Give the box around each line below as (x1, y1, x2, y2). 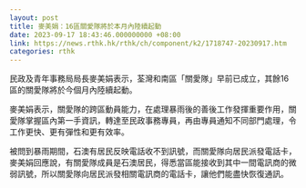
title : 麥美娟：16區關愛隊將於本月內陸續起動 (9, 22, 162, 31)
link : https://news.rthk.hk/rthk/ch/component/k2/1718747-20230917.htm (9, 38, 287, 48)
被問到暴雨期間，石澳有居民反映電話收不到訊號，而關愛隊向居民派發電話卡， (9, 146, 297, 157)
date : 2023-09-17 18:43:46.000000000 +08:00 (9, 30, 181, 39)
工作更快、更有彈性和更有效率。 (9, 126, 129, 137)
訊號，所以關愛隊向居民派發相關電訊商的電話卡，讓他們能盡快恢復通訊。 (16, 169, 289, 180)
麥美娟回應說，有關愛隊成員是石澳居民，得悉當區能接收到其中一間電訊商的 (9, 157, 289, 168)
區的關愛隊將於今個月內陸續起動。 (9, 84, 138, 95)
